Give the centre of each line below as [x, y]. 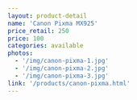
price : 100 [26, 38]
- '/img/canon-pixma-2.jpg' [62, 69]
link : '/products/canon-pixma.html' [69, 83]
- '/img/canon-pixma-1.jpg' [62, 61]
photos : [21, 53]
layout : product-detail [48, 16]
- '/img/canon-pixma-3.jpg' [62, 76]
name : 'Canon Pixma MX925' [53, 23]
